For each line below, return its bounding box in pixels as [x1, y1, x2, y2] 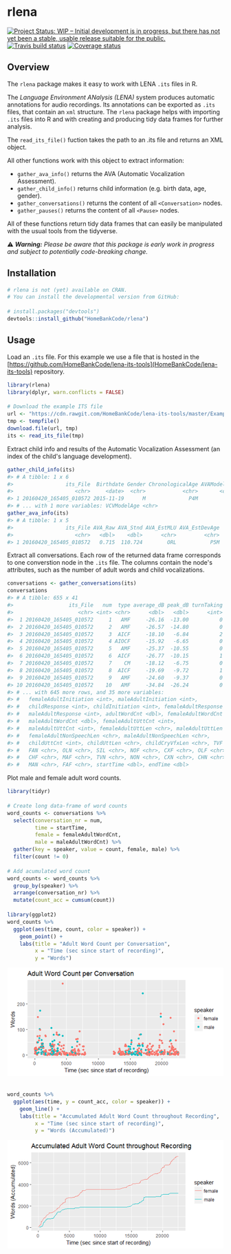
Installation [7, 268, 56, 279]
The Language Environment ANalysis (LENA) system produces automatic [7, 93, 215, 101]
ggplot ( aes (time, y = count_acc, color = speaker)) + [13, 1098, 170, 1105]
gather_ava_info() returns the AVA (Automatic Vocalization [16, 169, 185, 177]
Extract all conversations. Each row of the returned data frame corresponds [7, 551, 221, 559]
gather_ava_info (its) [7, 510, 69, 517]
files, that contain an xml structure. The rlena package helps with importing [7, 107, 220, 116]
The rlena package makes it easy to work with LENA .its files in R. [7, 80, 198, 88]
